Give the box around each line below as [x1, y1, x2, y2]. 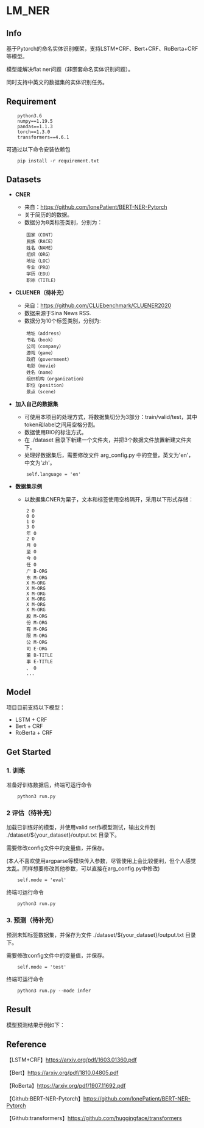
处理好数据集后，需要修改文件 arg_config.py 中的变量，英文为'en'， [24, 451, 194, 459]
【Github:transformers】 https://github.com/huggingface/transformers [6, 1115, 182, 1122]
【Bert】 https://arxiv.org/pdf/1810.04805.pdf [6, 1069, 119, 1077]
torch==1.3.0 [17, 129, 51, 135]
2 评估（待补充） [6, 809, 56, 817]
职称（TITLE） [26, 277, 58, 283]
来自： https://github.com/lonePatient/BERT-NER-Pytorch [24, 203, 167, 211]
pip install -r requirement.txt [17, 158, 99, 164]
